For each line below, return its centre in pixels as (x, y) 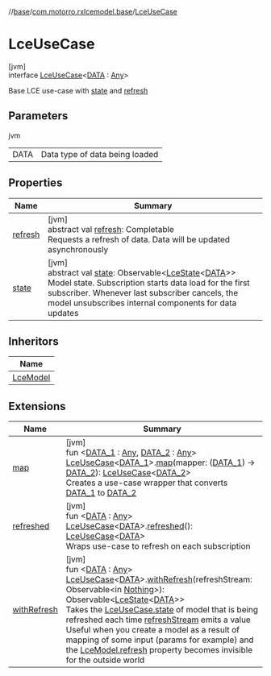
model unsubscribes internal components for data (142, 303)
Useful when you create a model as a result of (153, 630)
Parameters (38, 116)
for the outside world (105, 660)
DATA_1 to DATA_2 (101, 493)
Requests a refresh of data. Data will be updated (139, 239)
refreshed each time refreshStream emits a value (158, 620)
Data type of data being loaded (100, 154)
